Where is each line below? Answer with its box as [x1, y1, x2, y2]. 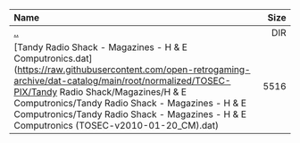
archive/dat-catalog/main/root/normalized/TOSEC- [13, 75, 231, 87]
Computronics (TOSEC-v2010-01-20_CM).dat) [13, 120, 219, 131]
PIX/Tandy [13, 86, 58, 97]
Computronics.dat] [13, 53, 93, 64]
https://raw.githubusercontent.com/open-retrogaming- [17, 63, 251, 75]
